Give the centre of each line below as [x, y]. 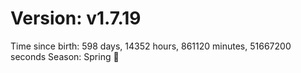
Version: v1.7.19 [76, 18]
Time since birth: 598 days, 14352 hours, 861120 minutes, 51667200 [151, 46]
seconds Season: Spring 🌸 [65, 56]
